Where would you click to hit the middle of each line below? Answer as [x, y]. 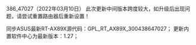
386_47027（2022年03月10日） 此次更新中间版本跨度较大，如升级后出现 [96, 9]
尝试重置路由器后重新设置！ [56, 16]
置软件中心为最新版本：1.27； [43, 36]
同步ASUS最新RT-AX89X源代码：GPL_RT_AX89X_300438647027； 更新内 [98, 29]
